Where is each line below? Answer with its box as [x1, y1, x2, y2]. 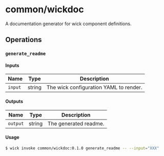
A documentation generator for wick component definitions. [5, 21, 132, 27]
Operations [5, 35, 42, 44]
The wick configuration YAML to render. [46, 84, 142, 91]
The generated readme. [48, 120, 105, 127]
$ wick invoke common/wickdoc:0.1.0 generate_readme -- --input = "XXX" [5, 145, 159, 151]
